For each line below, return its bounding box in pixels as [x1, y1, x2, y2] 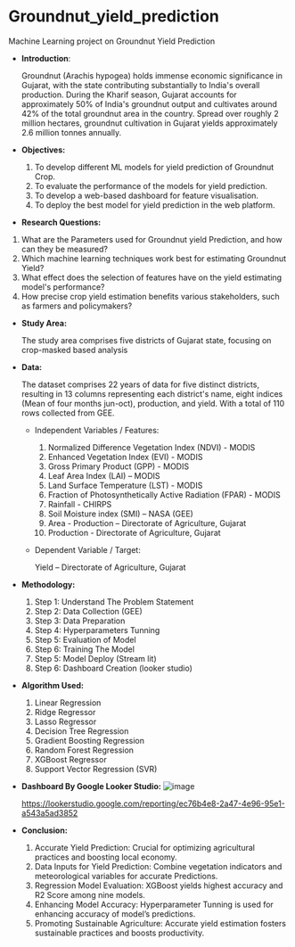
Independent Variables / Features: [34, 424, 160, 435]
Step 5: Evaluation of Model [34, 634, 136, 645]
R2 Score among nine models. [34, 889, 146, 900]
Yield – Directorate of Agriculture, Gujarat [34, 562, 186, 572]
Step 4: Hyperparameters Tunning [34, 624, 160, 635]
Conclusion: [20, 825, 68, 836]
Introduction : [20, 53, 71, 63]
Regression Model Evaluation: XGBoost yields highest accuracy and [34, 880, 283, 891]
